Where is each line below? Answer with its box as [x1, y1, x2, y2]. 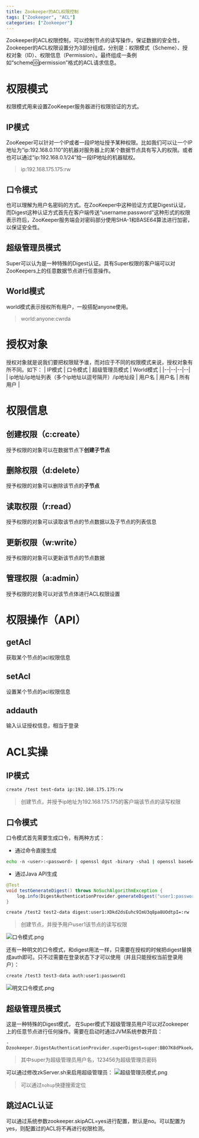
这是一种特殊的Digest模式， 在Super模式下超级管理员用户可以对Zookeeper [6, 1021, 189, 1027]
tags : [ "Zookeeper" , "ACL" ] [6, 14, 76, 20]
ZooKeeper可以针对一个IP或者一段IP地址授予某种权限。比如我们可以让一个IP [6, 139, 192, 146]
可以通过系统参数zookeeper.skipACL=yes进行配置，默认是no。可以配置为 [6, 1117, 185, 1124]
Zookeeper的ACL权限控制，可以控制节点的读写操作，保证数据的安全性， [6, 37, 183, 44]
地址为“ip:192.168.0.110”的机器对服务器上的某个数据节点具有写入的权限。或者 [6, 146, 193, 153]
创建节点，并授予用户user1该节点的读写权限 [20, 921, 127, 928]
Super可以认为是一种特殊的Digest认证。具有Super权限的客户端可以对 [6, 259, 176, 267]
